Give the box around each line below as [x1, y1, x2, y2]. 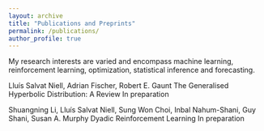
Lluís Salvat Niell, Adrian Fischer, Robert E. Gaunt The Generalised [8, 81, 229, 91]
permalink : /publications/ [8, 27, 100, 35]
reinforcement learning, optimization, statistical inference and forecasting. [8, 65, 255, 75]
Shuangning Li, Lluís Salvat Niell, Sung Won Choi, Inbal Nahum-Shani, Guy [8, 105, 257, 115]
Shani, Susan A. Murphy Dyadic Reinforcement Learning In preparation [8, 114, 245, 124]
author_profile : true [8, 34, 82, 43]
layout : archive [8, 11, 63, 20]
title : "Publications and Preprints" [8, 19, 136, 27]
